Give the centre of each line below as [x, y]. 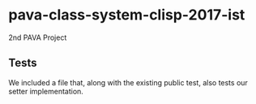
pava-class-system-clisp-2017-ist [127, 15]
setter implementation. [46, 91]
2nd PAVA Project [38, 37]
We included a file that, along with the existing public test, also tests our [128, 82]
